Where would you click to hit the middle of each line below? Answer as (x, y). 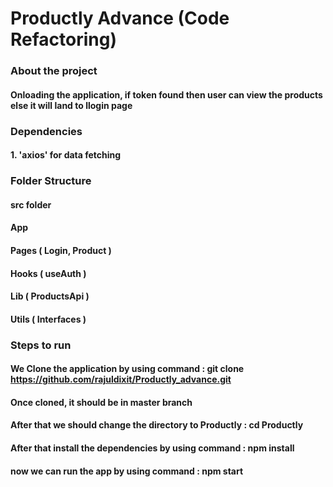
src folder (31, 204)
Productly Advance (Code (120, 18)
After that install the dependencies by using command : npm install (152, 448)
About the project (54, 71)
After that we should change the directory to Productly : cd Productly (157, 425)
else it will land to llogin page (71, 105)
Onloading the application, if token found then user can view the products (166, 94)
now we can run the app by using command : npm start (127, 471)
